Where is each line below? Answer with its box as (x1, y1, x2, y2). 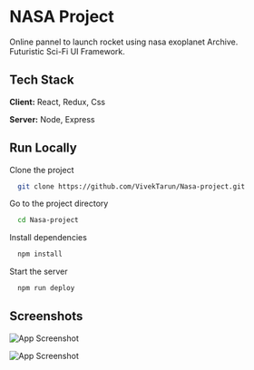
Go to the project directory (9, 198, 109, 209)
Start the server (9, 266, 68, 277)
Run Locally (9, 141, 77, 156)
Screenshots (9, 308, 83, 324)
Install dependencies (9, 232, 88, 243)
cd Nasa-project (17, 216, 79, 225)
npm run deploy (17, 284, 75, 293)
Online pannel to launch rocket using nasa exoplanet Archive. (9, 36, 239, 47)
